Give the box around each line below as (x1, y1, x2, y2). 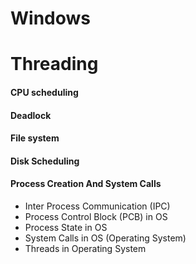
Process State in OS (24, 221, 108, 233)
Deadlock (10, 109, 52, 121)
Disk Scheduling (10, 155, 80, 167)
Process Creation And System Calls (10, 178, 162, 190)
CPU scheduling (10, 86, 79, 98)
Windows (10, 7, 91, 30)
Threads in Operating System (24, 242, 147, 254)
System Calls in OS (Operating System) (24, 232, 187, 244)
